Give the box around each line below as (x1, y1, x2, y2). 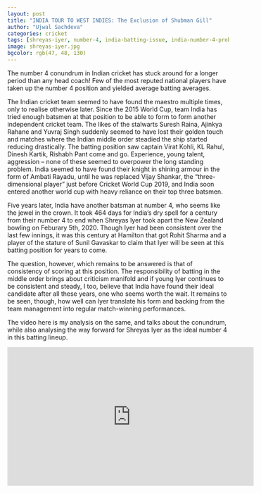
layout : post (7, 10, 46, 18)
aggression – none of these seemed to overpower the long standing (7, 157, 204, 166)
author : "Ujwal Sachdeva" (7, 23, 83, 30)
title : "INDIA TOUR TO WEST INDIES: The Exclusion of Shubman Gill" (7, 17, 212, 24)
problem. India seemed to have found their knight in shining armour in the (7, 165, 220, 173)
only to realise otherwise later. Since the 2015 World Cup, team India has (7, 105, 217, 113)
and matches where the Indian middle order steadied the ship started (7, 135, 208, 143)
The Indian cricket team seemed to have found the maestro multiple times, (7, 97, 223, 106)
